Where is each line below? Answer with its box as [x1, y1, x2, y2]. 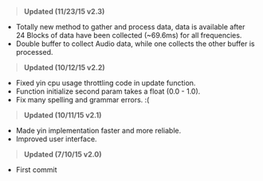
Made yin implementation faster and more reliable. [15, 126, 182, 135]
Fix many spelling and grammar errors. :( [15, 95, 150, 104]
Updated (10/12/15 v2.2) [23, 63, 105, 72]
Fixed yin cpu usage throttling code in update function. [15, 79, 196, 87]
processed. [15, 48, 53, 56]
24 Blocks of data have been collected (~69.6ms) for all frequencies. [15, 31, 242, 40]
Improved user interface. [15, 134, 97, 144]
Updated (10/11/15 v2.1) [23, 110, 102, 120]
